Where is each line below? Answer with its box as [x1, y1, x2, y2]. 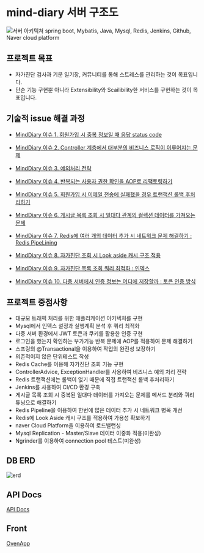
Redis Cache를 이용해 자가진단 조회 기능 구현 [15, 360, 124, 368]
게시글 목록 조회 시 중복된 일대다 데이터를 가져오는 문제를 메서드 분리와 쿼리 [15, 391, 195, 399]
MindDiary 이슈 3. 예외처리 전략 [15, 164, 92, 172]
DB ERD [6, 455, 35, 466]
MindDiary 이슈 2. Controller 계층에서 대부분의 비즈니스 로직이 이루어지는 [15, 143, 191, 151]
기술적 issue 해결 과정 [6, 113, 85, 124]
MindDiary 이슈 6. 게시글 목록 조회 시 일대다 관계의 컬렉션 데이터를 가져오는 [15, 211, 195, 218]
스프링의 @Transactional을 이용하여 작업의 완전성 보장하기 [15, 345, 156, 353]
